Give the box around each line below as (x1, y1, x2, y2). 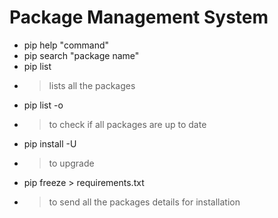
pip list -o (23, 99, 64, 111)
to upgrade (48, 157, 95, 169)
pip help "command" (23, 39, 110, 51)
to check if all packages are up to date (48, 118, 207, 130)
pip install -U (23, 137, 77, 150)
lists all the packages (48, 79, 136, 91)
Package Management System (9, 6, 269, 29)
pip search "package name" (23, 49, 140, 61)
